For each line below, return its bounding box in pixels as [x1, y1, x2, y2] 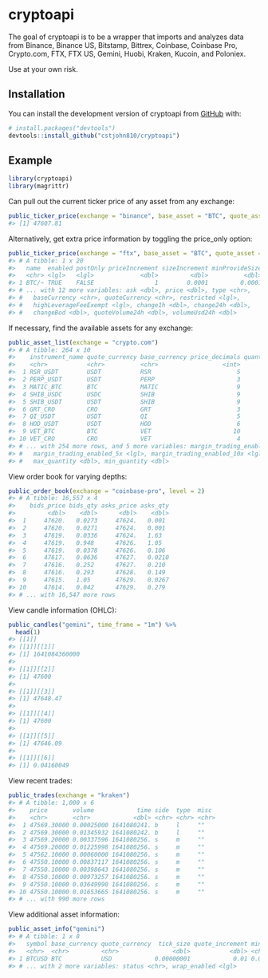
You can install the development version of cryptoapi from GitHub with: [8, 108, 242, 118]
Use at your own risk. [8, 64, 78, 73]
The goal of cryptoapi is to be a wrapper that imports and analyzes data [8, 32, 245, 41]
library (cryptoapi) [8, 175, 73, 183]
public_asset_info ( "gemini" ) [8, 925, 105, 933]
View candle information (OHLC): [8, 605, 117, 615]
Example [8, 153, 53, 167]
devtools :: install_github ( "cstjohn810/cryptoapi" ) [8, 132, 180, 140]
